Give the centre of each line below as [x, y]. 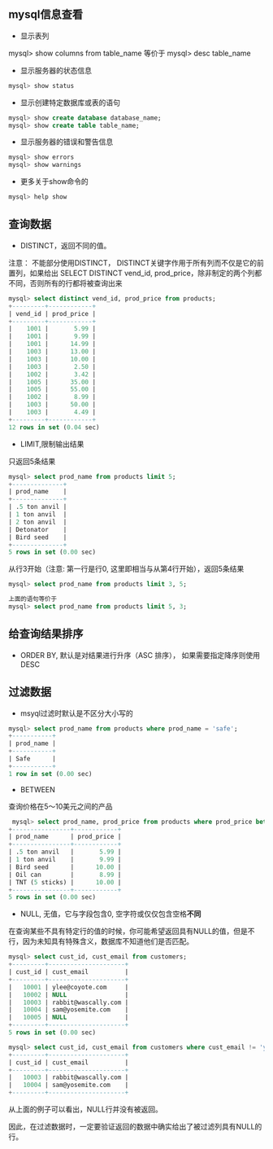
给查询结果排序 [46, 634]
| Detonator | [38, 529]
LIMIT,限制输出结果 [52, 444]
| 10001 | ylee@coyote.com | [69, 987]
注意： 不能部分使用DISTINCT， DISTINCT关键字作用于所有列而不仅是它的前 [136, 262]
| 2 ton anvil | [38, 522]
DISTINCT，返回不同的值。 [65, 245]
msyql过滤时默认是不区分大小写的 [77, 713]
